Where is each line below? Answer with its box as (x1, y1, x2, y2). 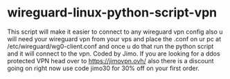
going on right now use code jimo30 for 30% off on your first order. (7, 64, 200, 72)
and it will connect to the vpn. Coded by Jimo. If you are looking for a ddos (7, 49, 220, 58)
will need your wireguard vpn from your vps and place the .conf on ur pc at (7, 34, 222, 43)
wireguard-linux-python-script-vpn (7, 5, 217, 21)
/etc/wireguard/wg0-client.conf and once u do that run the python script (7, 42, 214, 50)
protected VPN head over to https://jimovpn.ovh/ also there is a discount (7, 56, 214, 65)
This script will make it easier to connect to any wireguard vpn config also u (7, 27, 223, 36)
